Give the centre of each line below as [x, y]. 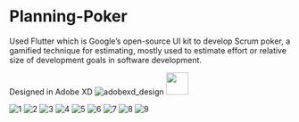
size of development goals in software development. [106, 60]
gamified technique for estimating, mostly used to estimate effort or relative [148, 50]
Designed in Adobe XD [51, 92]
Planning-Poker [68, 16]
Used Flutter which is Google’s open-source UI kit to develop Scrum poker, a [150, 41]
